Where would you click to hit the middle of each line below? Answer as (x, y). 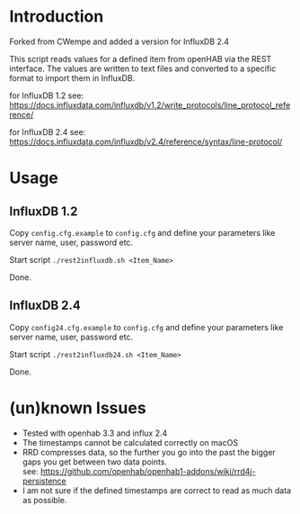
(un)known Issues (78, 408)
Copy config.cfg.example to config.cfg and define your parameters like (142, 232)
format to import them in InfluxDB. (72, 77)
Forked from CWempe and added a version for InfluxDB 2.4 (119, 41)
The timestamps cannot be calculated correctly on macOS (130, 442)
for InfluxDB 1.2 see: (47, 95)
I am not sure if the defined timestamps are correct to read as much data (157, 490)
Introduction (57, 17)
